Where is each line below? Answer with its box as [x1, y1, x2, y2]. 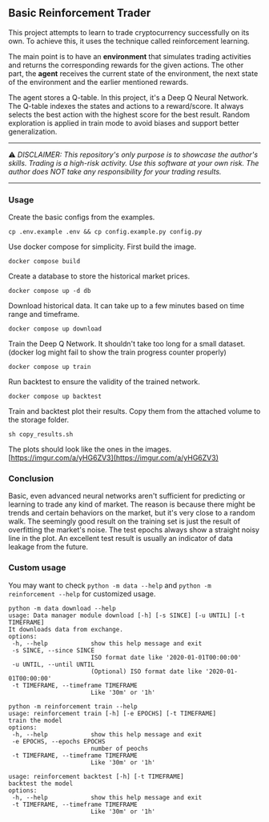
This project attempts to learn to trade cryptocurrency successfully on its [8, 27, 250, 37]
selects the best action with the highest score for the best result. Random [8, 110, 251, 119]
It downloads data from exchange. [8, 625, 124, 633]
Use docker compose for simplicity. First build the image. [8, 242, 197, 251]
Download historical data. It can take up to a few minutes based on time [8, 301, 245, 311]
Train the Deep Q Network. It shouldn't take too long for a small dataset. [8, 339, 246, 349]
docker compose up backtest [8, 392, 102, 401]
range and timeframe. [8, 310, 80, 319]
